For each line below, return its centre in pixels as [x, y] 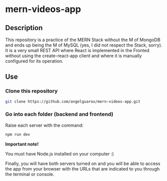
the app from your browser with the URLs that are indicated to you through [82, 168]
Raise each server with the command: [45, 125]
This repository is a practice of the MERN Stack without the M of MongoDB [83, 40]
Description [24, 28]
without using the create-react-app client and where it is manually [74, 56]
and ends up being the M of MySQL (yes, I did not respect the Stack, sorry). [84, 45]
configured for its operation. [34, 61]
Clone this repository [31, 91]
